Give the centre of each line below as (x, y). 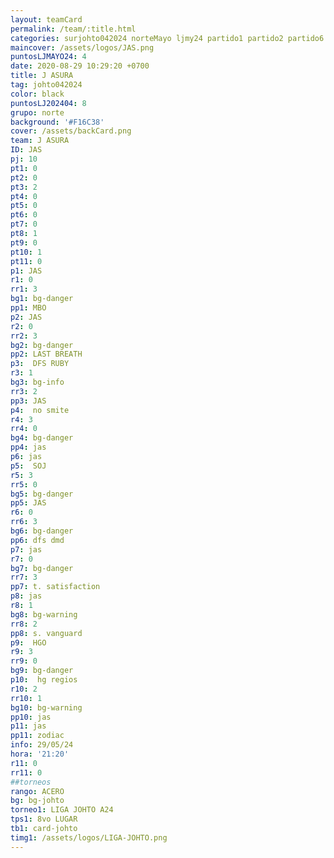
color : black (37, 94)
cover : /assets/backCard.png (71, 131)
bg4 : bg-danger (42, 438)
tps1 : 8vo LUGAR (44, 819)
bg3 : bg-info (37, 382)
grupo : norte (37, 112)
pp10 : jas (31, 717)
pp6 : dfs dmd (37, 540)
